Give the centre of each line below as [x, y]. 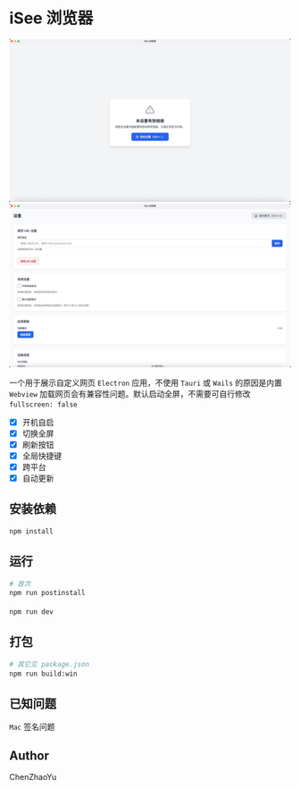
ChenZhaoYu [33, 777]
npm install [31, 531]
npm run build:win [43, 674]
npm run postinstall [48, 593]
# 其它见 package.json [50, 664]
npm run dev [31, 612]
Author [29, 755]
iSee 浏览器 [51, 18]
